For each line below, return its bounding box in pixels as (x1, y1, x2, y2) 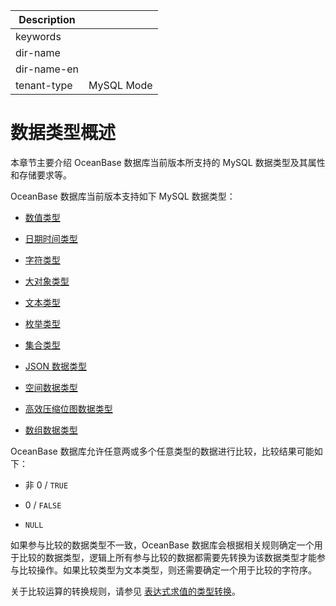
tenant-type (15, 79, 73, 92)
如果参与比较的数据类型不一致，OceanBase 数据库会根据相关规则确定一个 (10, 539, 315, 551)
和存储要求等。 (10, 169, 72, 181)
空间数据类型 (24, 381, 78, 393)
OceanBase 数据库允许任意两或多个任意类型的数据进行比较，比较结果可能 (10, 445, 315, 457)
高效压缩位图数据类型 (24, 402, 113, 414)
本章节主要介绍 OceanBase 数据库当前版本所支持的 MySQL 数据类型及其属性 (10, 156, 326, 168)
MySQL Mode (88, 79, 153, 92)
